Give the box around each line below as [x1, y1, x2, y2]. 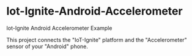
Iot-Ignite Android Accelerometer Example [6, 24, 113, 32]
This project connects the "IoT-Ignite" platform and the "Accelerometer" [6, 36, 188, 43]
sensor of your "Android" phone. [6, 43, 89, 50]
